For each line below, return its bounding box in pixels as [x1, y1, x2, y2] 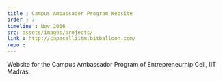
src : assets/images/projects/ [7, 29, 94, 36]
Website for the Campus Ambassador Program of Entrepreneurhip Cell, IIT [7, 61, 217, 68]
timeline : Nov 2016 [7, 22, 66, 29]
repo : [7, 42, 26, 48]
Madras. [7, 67, 31, 76]
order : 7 [7, 16, 36, 23]
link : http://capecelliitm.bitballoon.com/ [7, 35, 136, 42]
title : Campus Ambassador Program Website [7, 10, 133, 17]
